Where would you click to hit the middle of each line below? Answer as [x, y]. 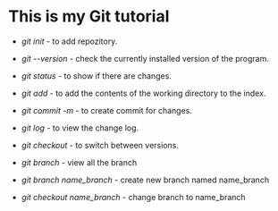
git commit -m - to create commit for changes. [107, 110]
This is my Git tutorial [89, 17]
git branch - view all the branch [79, 162]
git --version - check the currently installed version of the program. [145, 58]
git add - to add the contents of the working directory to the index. [143, 93]
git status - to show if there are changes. [96, 76]
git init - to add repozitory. [69, 41]
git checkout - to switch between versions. [100, 145]
